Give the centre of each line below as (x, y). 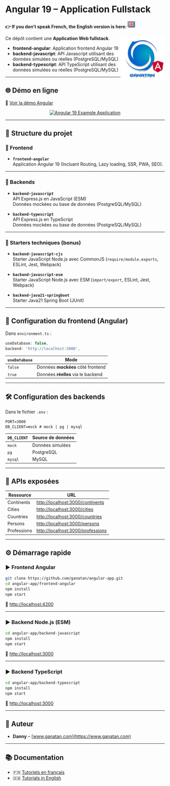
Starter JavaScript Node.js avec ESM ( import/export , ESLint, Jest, (81, 280)
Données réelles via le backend (70, 374)
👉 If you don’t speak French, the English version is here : (66, 26)
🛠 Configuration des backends (55, 397)
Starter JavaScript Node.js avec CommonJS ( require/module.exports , (85, 259)
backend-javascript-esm (38, 275)
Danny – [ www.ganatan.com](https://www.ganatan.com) (72, 736)
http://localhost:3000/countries (69, 516)
